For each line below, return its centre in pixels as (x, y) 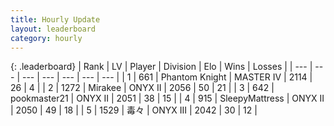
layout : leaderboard (53, 29)
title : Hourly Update (55, 19)
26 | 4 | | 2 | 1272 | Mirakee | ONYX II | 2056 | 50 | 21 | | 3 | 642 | (142, 88)
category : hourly (46, 38)
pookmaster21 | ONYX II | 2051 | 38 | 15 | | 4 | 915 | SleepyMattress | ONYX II (167, 98)
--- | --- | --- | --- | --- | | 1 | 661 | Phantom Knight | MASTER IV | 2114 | (167, 77)
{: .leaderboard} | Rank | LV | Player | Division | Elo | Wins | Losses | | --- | (161, 67)
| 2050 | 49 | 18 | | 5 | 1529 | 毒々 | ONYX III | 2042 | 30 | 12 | (134, 110)
